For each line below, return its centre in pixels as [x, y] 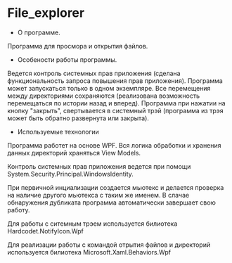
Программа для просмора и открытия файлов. [78, 46]
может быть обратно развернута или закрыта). [78, 118]
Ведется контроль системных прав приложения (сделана [94, 73]
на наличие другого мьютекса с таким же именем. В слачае [98, 195]
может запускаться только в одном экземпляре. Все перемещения [109, 88]
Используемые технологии [58, 131]
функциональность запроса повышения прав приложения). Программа [115, 81]
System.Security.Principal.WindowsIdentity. [70, 174]
